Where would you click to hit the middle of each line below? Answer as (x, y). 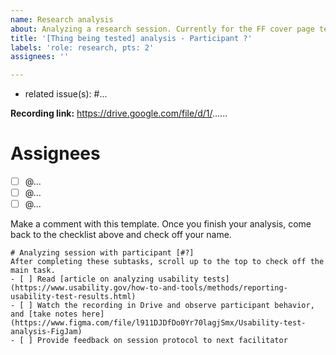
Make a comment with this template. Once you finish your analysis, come (161, 224)
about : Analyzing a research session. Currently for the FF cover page (162, 29)
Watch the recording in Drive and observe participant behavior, (175, 306)
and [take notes (44, 314)
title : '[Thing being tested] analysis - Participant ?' (131, 38)
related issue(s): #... (66, 94)
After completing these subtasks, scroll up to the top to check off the (167, 262)
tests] (216, 279)
